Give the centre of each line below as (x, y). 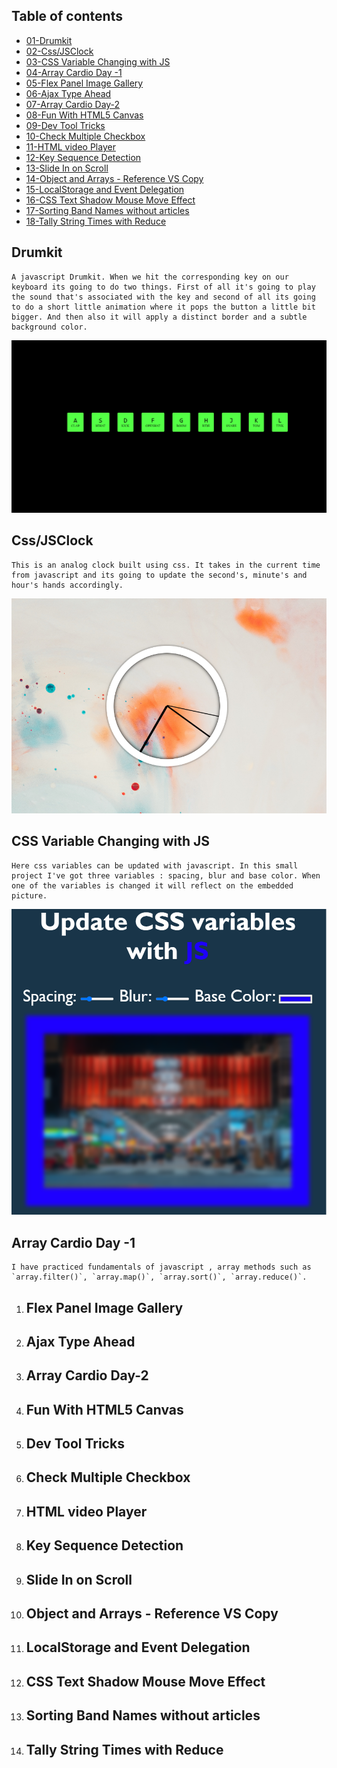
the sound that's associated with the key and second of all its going (163, 297)
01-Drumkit (49, 40)
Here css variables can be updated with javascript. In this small (155, 865)
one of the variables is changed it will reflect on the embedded (152, 885)
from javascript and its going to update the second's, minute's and (159, 575)
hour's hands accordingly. (67, 585)
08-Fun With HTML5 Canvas (84, 115)
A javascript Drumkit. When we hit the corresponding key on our (150, 277)
